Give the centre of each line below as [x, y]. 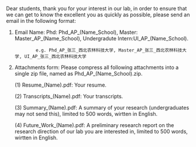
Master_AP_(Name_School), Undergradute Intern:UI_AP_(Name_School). [102, 38]
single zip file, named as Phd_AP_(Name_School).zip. [78, 73]
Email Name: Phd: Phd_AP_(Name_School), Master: [76, 32]
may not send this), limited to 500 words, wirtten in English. [86, 114]
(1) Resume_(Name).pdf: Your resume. [61, 85]
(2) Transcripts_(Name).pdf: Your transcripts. [69, 96]
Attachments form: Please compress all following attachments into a [97, 67]
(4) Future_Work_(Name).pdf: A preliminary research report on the [94, 125]
